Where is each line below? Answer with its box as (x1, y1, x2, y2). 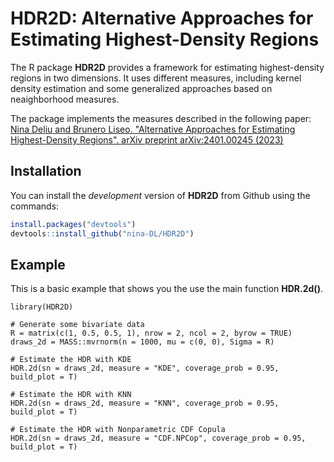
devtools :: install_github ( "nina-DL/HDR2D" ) (10, 228, 195, 239)
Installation (10, 163, 82, 180)
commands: (10, 200, 60, 212)
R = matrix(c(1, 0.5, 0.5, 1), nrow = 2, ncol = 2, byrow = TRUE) (10, 328, 293, 339)
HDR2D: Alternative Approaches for (10, 7, 314, 30)
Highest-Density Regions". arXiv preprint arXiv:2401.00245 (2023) (10, 133, 284, 146)
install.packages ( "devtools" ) (10, 219, 137, 229)
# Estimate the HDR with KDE (10, 355, 132, 365)
